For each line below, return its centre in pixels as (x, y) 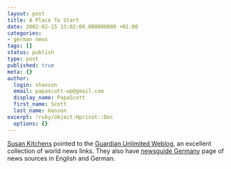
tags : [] (20, 46)
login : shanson (35, 85)
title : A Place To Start (43, 20)
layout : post (26, 14)
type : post (23, 59)
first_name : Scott (40, 104)
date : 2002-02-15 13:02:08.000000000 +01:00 (73, 26)
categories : (24, 33)
